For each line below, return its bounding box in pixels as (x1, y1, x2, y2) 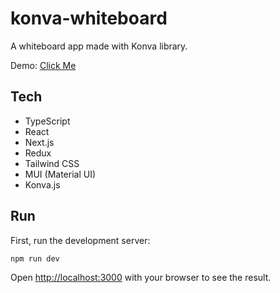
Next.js (24, 136, 55, 148)
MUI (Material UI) (24, 168, 97, 180)
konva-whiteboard (10, 7, 168, 30)
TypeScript (24, 115, 71, 127)
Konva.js (24, 178, 61, 191)
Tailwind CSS (24, 157, 80, 169)
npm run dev (10, 253, 60, 264)
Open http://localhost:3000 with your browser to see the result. (10, 272, 272, 284)
